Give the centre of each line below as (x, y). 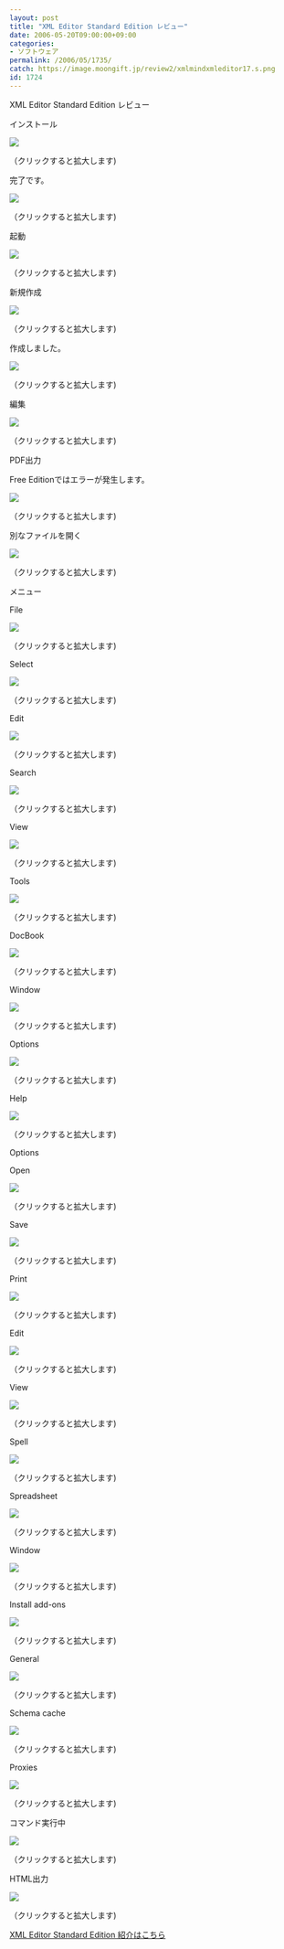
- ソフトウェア (34, 52)
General (24, 1658)
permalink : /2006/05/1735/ (61, 60)
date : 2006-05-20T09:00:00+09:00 (73, 35)
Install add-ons (38, 1604)
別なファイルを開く (46, 535)
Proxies (24, 1767)
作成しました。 (37, 347)
